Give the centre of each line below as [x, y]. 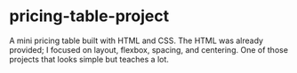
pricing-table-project [89, 16]
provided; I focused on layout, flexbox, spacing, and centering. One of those [149, 49]
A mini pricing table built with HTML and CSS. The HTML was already [136, 40]
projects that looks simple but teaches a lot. [89, 59]
